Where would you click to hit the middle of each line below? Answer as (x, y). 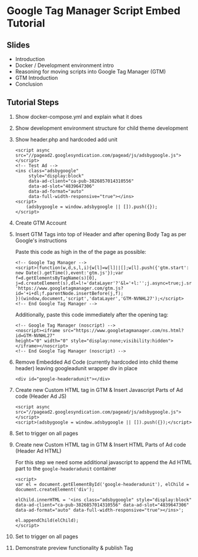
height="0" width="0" (41, 341)
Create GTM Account (41, 223)
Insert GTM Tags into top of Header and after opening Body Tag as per (101, 234)
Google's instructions (41, 240)
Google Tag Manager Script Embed (94, 11)
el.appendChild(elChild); (47, 520)
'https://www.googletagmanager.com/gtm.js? (69, 288)
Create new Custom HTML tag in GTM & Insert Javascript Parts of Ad (99, 390)
